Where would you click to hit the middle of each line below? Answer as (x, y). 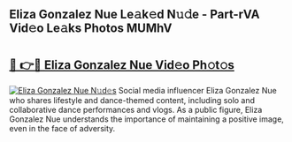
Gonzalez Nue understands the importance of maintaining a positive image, (147, 119)
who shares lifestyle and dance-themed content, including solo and (132, 100)
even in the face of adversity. (62, 128)
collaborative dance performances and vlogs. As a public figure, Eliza (136, 110)
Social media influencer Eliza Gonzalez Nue (197, 90)
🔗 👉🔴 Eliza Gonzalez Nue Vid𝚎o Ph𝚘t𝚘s (122, 65)
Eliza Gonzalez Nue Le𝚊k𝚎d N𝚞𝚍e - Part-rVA (134, 15)
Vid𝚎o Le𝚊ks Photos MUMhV (91, 29)
